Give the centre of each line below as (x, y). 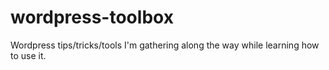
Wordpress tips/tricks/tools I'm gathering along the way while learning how (165, 45)
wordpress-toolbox (92, 17)
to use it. (28, 55)
